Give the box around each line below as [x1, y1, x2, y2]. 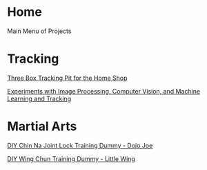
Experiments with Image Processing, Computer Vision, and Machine [7, 87, 201, 95]
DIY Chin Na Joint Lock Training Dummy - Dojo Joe [7, 141, 153, 149]
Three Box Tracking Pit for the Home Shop [7, 74, 128, 82]
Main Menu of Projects [7, 27, 72, 35]
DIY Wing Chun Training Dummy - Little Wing [7, 154, 136, 162]
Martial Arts [7, 118, 77, 134]
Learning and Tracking [7, 94, 71, 103]
